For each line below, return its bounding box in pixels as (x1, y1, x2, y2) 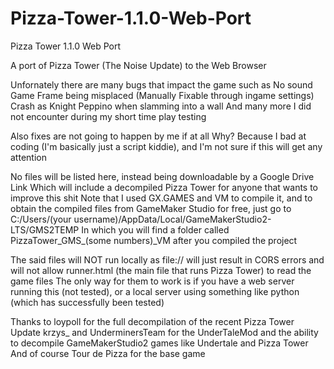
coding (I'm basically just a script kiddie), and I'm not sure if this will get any (10, 140, 323, 152)
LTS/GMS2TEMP (10, 223, 80, 236)
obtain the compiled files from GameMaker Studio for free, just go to (10, 202, 292, 214)
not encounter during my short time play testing (10, 110, 207, 122)
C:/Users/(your (10, 213, 72, 225)
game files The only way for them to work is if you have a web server (10, 275, 295, 287)
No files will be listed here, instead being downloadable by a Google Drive (10, 170, 315, 182)
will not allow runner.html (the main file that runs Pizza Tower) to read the (10, 264, 312, 276)
